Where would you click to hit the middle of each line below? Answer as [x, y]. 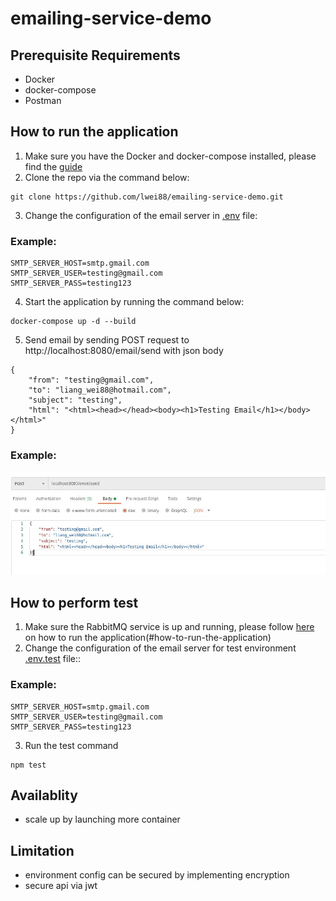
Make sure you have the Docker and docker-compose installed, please [170, 156]
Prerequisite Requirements [95, 55]
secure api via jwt [61, 886]
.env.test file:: [53, 659]
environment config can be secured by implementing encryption [157, 875]
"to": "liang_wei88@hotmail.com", [100, 390]
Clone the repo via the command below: [107, 177]
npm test [28, 765]
